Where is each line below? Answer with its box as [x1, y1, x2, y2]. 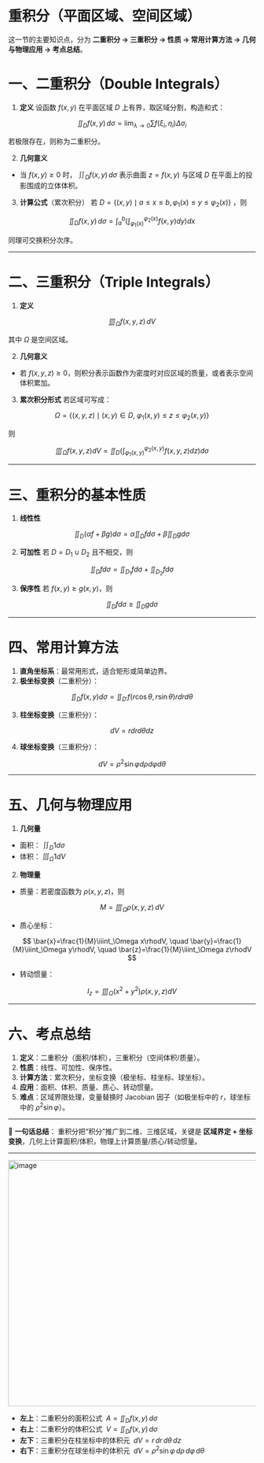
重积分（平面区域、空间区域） [8, 7, 202, 25]
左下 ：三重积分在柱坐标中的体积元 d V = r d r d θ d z [19, 1435, 181, 1445]
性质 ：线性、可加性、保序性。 [19, 1062, 116, 1072]
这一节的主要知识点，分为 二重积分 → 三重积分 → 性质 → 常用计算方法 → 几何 [8, 35, 256, 44]
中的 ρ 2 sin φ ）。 [19, 1101, 69, 1112]
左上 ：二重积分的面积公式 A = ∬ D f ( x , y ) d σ [19, 1413, 159, 1424]
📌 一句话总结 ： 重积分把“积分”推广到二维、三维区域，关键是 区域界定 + [8, 1126, 238, 1136]
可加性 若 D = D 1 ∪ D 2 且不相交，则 [19, 548, 134, 559]
